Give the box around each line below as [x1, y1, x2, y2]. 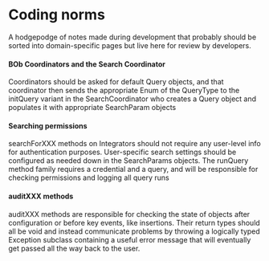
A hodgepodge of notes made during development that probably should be [8, 32, 257, 42]
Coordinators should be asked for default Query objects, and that [8, 77, 224, 87]
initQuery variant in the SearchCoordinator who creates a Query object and [8, 94, 257, 104]
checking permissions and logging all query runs [8, 173, 170, 182]
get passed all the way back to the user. [8, 243, 141, 253]
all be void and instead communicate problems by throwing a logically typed [8, 226, 261, 236]
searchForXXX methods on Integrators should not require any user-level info [8, 139, 261, 149]
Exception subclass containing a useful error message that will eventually [8, 234, 251, 244]
